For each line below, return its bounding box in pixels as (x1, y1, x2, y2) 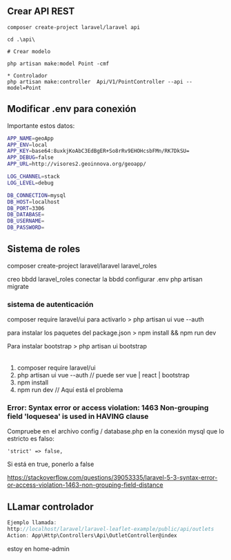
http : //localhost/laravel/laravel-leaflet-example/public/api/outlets (7, 525, 214, 533)
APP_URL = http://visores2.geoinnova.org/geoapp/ (7, 160, 147, 168)
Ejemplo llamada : (7, 519, 57, 526)
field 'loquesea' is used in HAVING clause (7, 411, 149, 421)
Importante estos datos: (7, 121, 75, 130)
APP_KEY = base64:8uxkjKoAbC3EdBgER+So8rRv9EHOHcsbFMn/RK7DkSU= (7, 148, 190, 155)
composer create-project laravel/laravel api (7, 24, 140, 30)
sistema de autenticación (7, 299, 94, 309)
